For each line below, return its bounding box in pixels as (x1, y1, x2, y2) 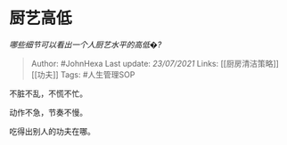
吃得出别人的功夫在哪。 (9, 125, 95, 136)
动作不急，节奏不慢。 (9, 107, 87, 117)
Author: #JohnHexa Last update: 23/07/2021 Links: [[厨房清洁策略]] (30, 58, 279, 68)
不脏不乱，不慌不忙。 (9, 88, 87, 99)
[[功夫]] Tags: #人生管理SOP (30, 68, 135, 80)
